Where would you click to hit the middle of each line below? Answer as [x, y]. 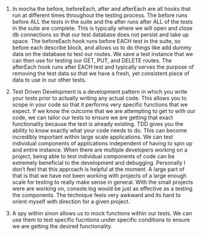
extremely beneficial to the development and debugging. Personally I [99, 163]
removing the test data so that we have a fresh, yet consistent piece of [101, 73]
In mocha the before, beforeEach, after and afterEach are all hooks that [101, 9]
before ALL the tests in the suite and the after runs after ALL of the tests [103, 22]
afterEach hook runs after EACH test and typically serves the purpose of [103, 67]
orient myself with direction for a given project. [71, 201]
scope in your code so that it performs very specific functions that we [100, 105]
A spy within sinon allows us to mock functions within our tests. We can [102, 213]
